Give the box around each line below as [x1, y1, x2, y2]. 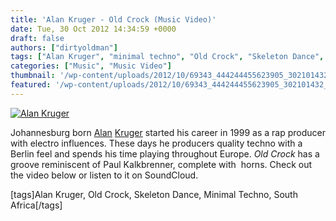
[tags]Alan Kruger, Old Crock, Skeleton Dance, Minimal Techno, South [10, 188, 298, 200]
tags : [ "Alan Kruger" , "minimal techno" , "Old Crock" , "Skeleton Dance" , [10, 52, 325, 62]
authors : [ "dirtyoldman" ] [10, 42, 118, 53]
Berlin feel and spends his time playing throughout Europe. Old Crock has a [10, 147, 320, 160]
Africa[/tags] [10, 199, 63, 211]
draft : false [10, 33, 65, 43]
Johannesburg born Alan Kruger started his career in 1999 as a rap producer [10, 126, 327, 138]
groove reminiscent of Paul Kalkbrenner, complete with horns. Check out [10, 158, 313, 170]
